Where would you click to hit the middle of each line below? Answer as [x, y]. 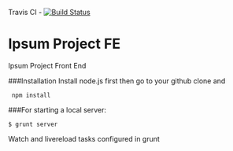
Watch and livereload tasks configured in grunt [84, 138]
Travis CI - [25, 12]
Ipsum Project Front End [47, 65]
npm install [31, 95]
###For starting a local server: [57, 109]
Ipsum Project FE [64, 44]
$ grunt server [33, 124]
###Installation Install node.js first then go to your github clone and [117, 81]
